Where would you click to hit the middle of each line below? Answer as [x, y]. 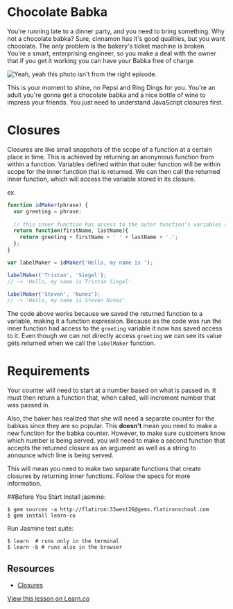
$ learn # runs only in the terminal [63, 541]
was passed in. [29, 405]
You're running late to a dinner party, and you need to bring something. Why [116, 31]
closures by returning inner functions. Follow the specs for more [99, 476]
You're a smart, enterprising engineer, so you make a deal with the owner [112, 53]
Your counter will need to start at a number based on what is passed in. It [112, 390]
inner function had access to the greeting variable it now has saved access [115, 328]
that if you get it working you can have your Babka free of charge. [101, 60]
